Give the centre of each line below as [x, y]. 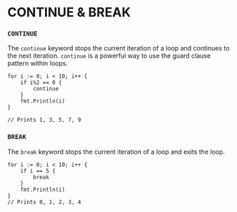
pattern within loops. [37, 63]
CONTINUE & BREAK [69, 12]
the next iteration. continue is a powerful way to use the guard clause [109, 56]
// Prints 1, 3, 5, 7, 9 [44, 120]
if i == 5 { [38, 171]
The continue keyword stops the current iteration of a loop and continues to [118, 48]
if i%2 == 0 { [41, 83]
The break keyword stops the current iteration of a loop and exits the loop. [116, 152]
